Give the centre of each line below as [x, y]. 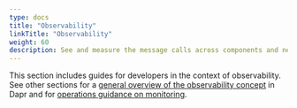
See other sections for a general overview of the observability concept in [142, 85]
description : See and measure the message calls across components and [144, 50]
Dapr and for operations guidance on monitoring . [98, 95]
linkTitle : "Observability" [61, 34]
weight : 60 [29, 42]
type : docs [29, 17]
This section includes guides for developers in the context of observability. [145, 75]
